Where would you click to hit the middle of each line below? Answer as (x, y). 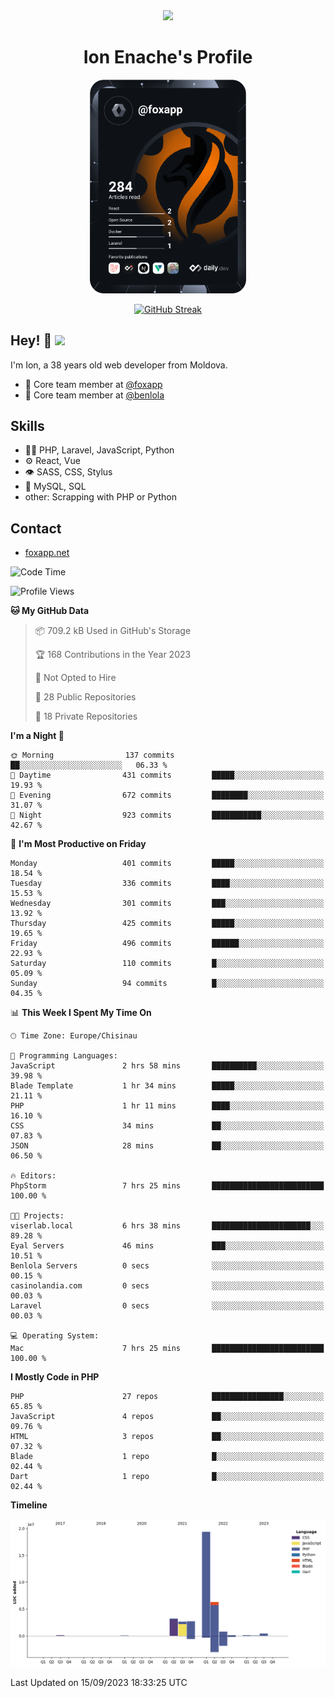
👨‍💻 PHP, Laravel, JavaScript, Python (99, 450)
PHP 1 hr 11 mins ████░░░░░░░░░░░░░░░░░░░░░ (167, 1106)
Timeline (29, 1505)
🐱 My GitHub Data (50, 611)
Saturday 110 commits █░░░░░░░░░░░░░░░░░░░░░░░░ (167, 964)
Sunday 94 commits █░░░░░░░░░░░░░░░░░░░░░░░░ (167, 984)
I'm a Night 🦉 (37, 736)
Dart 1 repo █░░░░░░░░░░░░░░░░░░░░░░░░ (167, 1477)
